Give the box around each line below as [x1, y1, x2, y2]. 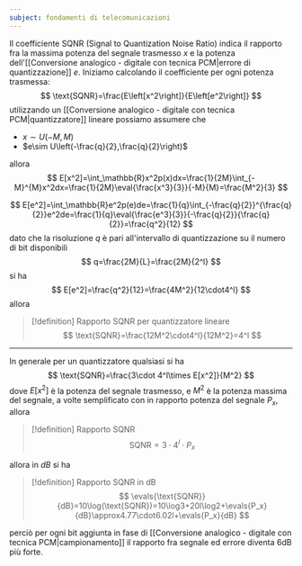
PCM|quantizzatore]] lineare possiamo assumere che [9, 113, 207, 124]
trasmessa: [9, 76, 51, 86]
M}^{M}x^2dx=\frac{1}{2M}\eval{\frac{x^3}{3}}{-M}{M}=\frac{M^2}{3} [13, 182, 276, 193]
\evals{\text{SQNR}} [130, 490, 206, 501]
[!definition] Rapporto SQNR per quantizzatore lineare [31, 316, 230, 327]
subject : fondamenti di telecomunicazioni [9, 13, 171, 22]
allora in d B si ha [9, 459, 71, 470]
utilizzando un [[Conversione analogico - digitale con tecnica [9, 104, 235, 115]
